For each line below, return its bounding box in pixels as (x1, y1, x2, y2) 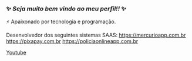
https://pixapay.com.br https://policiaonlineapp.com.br (6, 38, 139, 45)
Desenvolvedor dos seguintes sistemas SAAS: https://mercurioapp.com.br (6, 31, 186, 39)
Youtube (6, 49, 26, 56)
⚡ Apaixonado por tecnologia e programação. (6, 18, 116, 25)
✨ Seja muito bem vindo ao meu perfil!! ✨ (6, 5, 127, 13)
